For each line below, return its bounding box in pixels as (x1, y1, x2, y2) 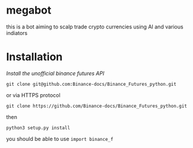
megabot (6, 4, 52, 17)
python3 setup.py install (6, 125, 70, 131)
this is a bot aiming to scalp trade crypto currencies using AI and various (6, 23, 183, 30)
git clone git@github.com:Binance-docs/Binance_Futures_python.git (6, 81, 177, 87)
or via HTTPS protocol (6, 91, 61, 98)
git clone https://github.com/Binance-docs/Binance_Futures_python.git (6, 103, 187, 109)
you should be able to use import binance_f (6, 135, 114, 142)
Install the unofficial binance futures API (6, 69, 105, 77)
